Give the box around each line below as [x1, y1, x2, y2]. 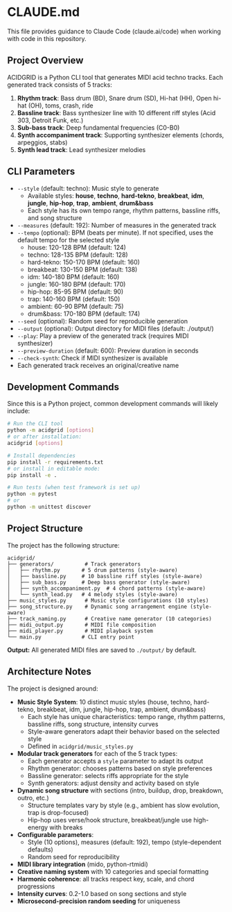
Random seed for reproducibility [27, 852, 120, 861]
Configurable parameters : [17, 830, 94, 838]
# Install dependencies [7, 452, 76, 459]
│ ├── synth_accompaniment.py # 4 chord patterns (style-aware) [7, 584, 206, 592]
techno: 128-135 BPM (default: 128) [27, 251, 128, 259]
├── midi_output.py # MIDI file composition [7, 621, 157, 628]
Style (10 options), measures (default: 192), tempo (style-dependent [27, 838, 222, 846]
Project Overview [7, 55, 84, 67]
